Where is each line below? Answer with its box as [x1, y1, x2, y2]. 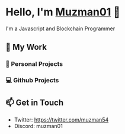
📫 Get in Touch [5, 97, 64, 107]
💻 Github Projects [5, 76, 59, 85]
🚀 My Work [5, 42, 47, 52]
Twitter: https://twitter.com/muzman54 [14, 116, 109, 123]
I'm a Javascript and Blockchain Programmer [5, 25, 116, 32]
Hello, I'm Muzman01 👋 [5, 5, 121, 19]
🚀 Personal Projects [5, 60, 63, 68]
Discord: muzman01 [14, 122, 63, 129]
